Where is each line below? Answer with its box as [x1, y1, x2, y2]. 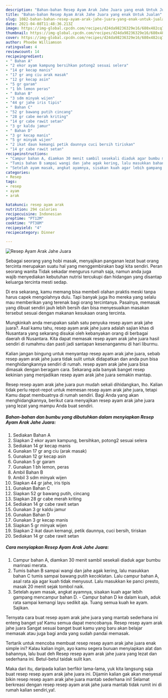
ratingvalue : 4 [5, 44, 37, 49]
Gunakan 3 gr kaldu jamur [12, 506, 66, 512]
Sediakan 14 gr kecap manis [12, 443, 71, 449]
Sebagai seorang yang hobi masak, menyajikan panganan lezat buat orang [5, 258, 159, 264]
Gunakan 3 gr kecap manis [12, 517, 68, 523]
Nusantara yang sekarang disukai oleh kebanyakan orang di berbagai [5, 330, 149, 336]
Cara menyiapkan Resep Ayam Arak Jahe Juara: [5, 544, 109, 550]
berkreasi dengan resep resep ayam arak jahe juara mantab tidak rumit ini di [5, 682, 162, 688]
